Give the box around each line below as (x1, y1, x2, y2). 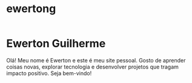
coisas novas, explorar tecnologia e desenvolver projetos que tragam (6, 63, 179, 70)
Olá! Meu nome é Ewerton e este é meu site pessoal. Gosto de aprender (6, 56, 186, 64)
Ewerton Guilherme (6, 37, 106, 50)
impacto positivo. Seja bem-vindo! (6, 69, 92, 77)
